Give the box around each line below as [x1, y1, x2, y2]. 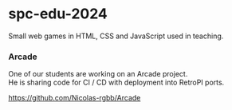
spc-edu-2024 [8, 5, 108, 23]
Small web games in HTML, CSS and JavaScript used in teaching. [8, 31, 224, 41]
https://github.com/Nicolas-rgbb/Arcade [8, 93, 141, 103]
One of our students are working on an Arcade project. [8, 69, 188, 79]
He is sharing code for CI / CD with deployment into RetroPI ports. [8, 77, 225, 88]
